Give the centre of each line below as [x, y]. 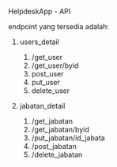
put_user [46, 82]
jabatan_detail [42, 106]
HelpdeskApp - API [40, 11]
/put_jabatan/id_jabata [68, 138]
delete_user [50, 91]
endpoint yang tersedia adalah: [58, 26]
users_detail [39, 42]
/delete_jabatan [57, 154]
